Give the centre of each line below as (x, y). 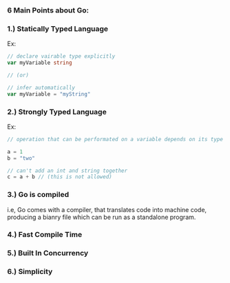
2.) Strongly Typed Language (57, 112)
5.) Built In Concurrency (48, 253)
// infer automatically (41, 87)
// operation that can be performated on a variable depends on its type (115, 139)
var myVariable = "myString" (49, 94)
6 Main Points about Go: (48, 10)
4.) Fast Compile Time (45, 235)
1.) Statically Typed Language (58, 28)
